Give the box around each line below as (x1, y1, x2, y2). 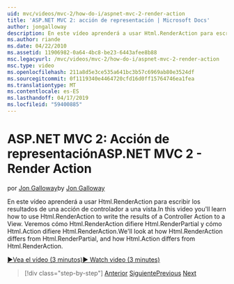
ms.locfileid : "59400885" (7, 101, 82, 108)
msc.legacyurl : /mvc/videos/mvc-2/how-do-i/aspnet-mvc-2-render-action (7, 56, 219, 63)
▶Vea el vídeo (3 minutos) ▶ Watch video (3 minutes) (7, 255, 160, 264)
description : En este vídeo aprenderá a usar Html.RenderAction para (7, 29, 214, 37)
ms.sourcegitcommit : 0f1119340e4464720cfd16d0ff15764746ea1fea (7, 75, 195, 82)
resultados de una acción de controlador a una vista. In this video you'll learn (7, 204, 226, 213)
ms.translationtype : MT (7, 82, 77, 89)
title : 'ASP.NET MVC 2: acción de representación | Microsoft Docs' (7, 17, 210, 24)
